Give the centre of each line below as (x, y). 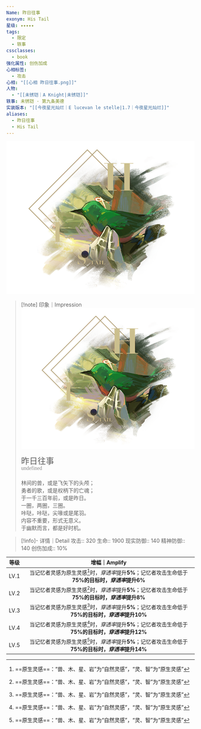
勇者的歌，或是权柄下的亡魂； (57, 490)
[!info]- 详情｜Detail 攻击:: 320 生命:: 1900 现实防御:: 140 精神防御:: (103, 540)
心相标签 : (16, 70)
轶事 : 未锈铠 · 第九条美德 (35, 101)
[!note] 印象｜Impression (51, 304)
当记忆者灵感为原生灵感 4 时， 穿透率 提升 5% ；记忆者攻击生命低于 (109, 624)
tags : (13, 32)
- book (20, 57)
